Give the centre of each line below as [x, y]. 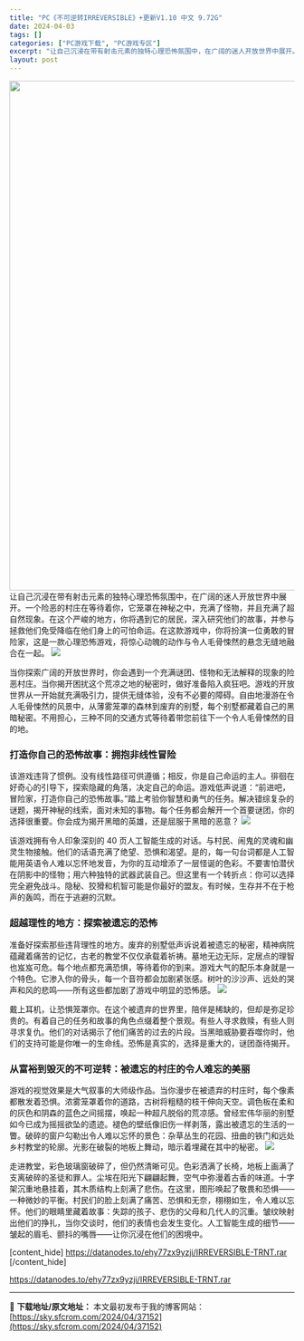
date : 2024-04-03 [42, 26]
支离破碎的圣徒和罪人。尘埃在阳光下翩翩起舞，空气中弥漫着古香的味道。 [144, 1177]
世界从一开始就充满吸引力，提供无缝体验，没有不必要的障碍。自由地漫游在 [148, 695]
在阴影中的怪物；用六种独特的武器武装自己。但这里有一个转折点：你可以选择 [152, 874]
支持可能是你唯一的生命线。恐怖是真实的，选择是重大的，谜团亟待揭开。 [160, 1043]
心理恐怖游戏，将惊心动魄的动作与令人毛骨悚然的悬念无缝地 [176, 642]
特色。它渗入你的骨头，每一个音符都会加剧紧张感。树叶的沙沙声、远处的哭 [156, 979]
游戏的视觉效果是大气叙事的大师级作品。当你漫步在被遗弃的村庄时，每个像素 [152, 1090]
